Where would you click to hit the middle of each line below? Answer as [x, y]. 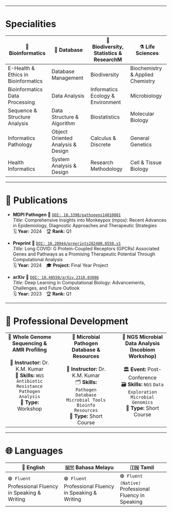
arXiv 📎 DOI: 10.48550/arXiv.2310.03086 [56, 277]
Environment [106, 102]
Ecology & [103, 95]
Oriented [62, 138]
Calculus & [103, 138]
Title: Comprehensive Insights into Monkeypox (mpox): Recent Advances [90, 220]
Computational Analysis [38, 259]
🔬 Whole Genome [29, 337]
